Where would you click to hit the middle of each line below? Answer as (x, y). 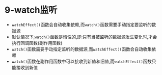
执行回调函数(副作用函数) (37, 43)
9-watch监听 (31, 10)
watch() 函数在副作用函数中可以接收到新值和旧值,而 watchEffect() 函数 (82, 61)
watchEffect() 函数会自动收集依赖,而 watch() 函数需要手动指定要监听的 (82, 25)
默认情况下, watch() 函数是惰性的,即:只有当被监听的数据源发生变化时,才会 (84, 37)
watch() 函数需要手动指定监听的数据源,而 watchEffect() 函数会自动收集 (82, 49)
